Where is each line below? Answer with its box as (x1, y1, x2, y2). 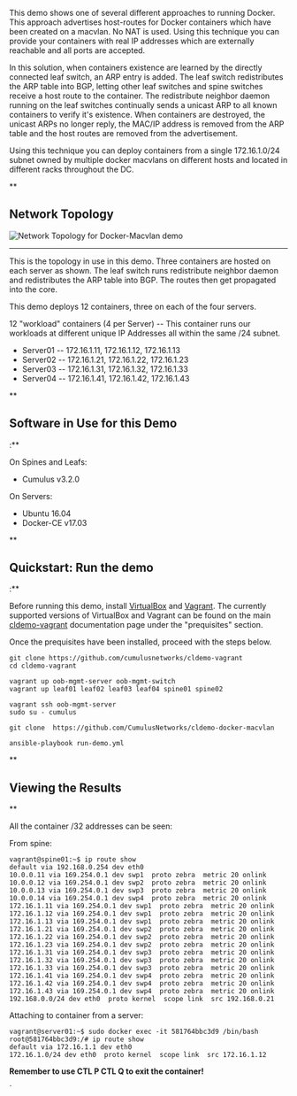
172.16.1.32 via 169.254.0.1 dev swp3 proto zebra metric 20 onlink (9, 956, 275, 965)
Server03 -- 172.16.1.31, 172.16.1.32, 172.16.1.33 (21, 363, 188, 374)
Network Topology (9, 207, 114, 222)
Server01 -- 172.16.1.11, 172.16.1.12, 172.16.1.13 (21, 344, 181, 355)
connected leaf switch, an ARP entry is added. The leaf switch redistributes (9, 72, 284, 82)
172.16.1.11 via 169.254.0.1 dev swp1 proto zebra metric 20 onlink (9, 902, 275, 911)
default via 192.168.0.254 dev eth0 (9, 863, 144, 872)
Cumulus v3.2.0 (21, 474, 80, 484)
